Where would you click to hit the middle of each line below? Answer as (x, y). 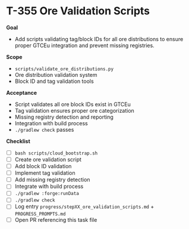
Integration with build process (51, 123)
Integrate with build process (49, 187)
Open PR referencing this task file (56, 219)
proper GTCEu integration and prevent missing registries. (84, 45)
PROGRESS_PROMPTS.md (40, 214)
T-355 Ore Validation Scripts (78, 11)
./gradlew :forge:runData (47, 194)
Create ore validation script (48, 160)
